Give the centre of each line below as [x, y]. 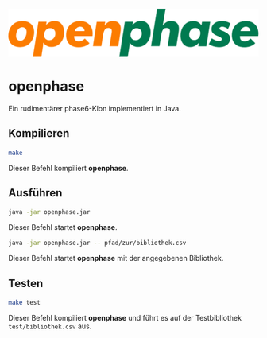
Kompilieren [39, 133]
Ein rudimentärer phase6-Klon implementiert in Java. [95, 108]
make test [25, 302]
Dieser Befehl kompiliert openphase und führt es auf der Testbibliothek [125, 317]
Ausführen [35, 193]
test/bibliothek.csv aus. [50, 326]
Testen [26, 283]
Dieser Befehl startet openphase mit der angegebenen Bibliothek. [116, 258]
